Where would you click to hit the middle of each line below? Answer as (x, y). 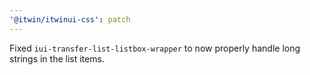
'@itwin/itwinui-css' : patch (70, 19)
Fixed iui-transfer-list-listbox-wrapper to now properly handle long (155, 48)
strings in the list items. (57, 58)
